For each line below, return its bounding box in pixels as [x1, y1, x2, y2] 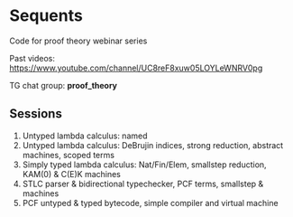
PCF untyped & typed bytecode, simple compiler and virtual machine [22, 197, 279, 208]
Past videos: [9, 52, 56, 63]
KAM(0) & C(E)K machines [22, 168, 122, 179]
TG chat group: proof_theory [9, 80, 118, 90]
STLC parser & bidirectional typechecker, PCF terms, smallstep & [22, 178, 264, 189]
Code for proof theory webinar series [9, 35, 148, 46]
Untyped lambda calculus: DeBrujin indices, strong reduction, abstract [22, 139, 284, 150]
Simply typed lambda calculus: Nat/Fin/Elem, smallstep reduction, [22, 159, 268, 170]
